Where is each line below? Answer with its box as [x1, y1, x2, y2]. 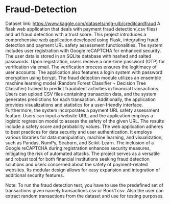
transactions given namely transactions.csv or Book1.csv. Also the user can [5, 187, 164, 193]
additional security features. [5, 172, 64, 178]
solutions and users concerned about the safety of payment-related [5, 161, 148, 167]
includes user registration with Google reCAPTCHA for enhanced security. [5, 47, 161, 54]
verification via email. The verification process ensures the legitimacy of [5, 64, 157, 70]
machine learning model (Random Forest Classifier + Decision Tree [5, 80, 147, 86]
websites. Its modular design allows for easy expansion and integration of [5, 167, 160, 173]
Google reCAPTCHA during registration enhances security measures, [5, 145, 151, 151]
